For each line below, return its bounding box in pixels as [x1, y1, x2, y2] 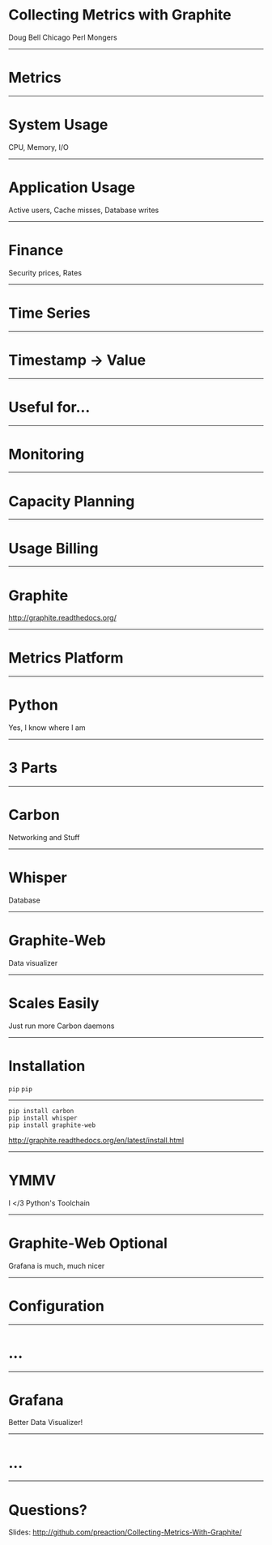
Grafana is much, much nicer [8, 1261, 105, 1270]
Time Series [8, 304, 91, 322]
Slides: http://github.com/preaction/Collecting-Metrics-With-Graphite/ [8, 1527, 242, 1537]
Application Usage [8, 178, 136, 196]
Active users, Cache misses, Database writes [8, 205, 159, 215]
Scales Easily [8, 994, 100, 1013]
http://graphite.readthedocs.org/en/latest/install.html [8, 1135, 185, 1145]
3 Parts [8, 759, 58, 777]
